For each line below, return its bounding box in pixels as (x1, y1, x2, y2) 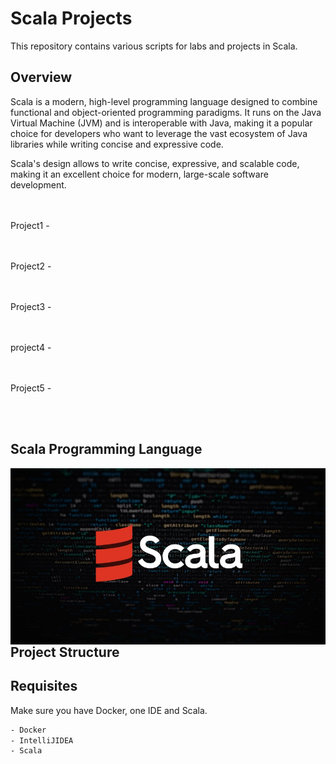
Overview (10, 69, 73, 86)
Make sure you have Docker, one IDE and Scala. (10, 704, 208, 716)
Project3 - (10, 300, 52, 312)
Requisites (10, 678, 78, 695)
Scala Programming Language (10, 441, 203, 458)
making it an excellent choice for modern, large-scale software (10, 168, 269, 180)
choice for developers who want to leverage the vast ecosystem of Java (10, 127, 308, 139)
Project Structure (10, 643, 120, 661)
